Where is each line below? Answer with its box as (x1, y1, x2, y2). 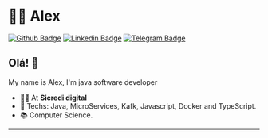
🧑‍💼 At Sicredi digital (19, 93, 88, 102)
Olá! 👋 (8, 56, 38, 70)
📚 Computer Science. (19, 110, 93, 120)
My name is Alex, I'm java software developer (8, 77, 158, 86)
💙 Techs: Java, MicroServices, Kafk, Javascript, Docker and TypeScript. (19, 101, 257, 110)
